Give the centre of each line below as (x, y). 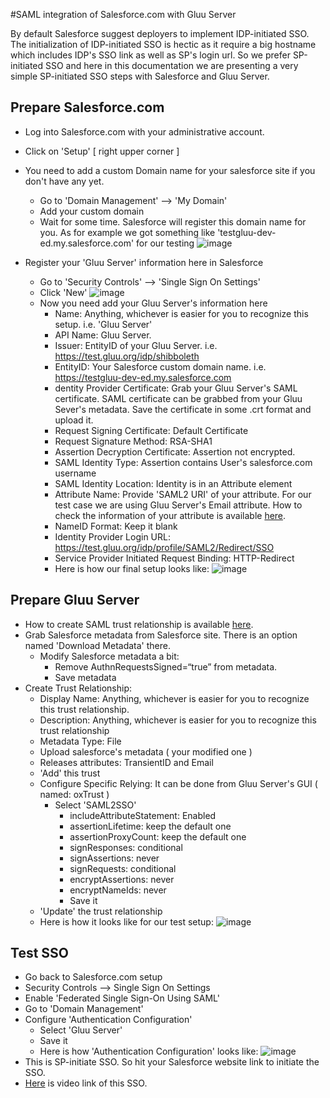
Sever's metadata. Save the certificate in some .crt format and (183, 409)
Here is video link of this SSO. (86, 1083)
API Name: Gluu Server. (103, 335)
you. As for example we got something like (127, 232)
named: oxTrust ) (74, 794)
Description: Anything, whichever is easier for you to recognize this (178, 720)
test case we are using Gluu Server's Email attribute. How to (178, 505)
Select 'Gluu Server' (81, 1030)
